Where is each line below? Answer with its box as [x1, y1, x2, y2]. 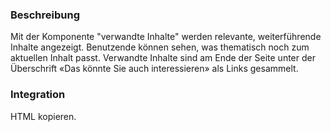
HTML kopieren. [10, 110, 77, 122]
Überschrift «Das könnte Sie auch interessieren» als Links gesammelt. [10, 63, 299, 75]
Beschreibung [10, 8, 81, 22]
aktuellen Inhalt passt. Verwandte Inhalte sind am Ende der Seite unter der [10, 52, 316, 64]
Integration [10, 88, 66, 102]
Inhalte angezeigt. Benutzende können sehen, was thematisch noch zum [10, 41, 310, 53]
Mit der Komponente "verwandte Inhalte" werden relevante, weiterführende [10, 31, 322, 43]
